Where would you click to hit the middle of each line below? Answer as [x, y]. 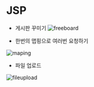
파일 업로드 [28, 65]
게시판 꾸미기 [31, 28]
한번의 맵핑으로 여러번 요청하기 [52, 40]
